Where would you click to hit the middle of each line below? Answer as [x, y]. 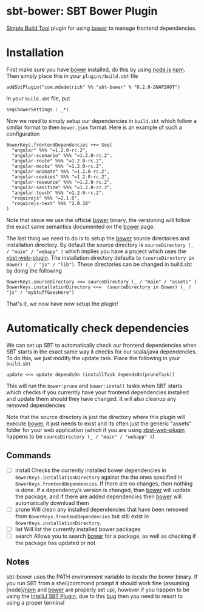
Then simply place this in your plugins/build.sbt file [72, 76]
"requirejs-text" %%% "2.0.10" [51, 203]
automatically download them [52, 502]
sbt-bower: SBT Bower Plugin [82, 11]
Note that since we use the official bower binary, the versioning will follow [98, 220]
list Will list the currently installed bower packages [78, 529]
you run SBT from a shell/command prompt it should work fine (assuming [98, 583]
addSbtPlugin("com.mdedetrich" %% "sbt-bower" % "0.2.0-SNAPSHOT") [93, 87]
